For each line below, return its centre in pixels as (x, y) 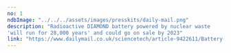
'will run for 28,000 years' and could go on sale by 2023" (95, 33)
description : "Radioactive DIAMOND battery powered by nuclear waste (109, 26)
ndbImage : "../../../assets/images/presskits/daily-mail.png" (98, 20)
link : (15, 39)
